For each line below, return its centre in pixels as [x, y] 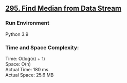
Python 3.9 [17, 34]
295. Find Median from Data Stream [63, 8]
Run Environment [28, 23]
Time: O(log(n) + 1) [25, 58]
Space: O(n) [18, 64]
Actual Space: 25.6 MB [30, 75]
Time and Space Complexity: [42, 47]
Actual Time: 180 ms [27, 69]
